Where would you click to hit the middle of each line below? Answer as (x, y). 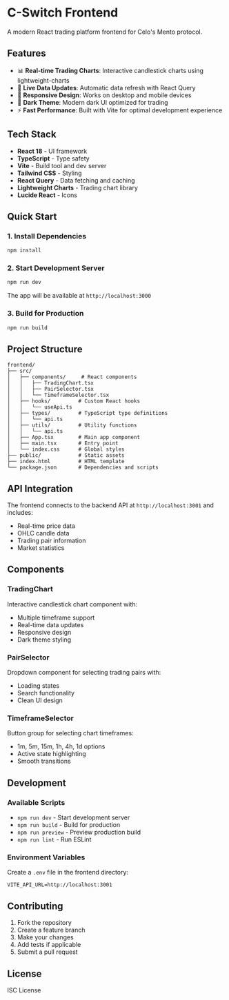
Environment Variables (46, 857)
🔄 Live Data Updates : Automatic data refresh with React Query (106, 88)
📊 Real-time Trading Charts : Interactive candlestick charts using (110, 70)
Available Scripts (36, 802)
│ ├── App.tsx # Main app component (73, 438)
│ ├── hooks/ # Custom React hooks (73, 401)
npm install (24, 251)
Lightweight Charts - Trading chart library (77, 187)
